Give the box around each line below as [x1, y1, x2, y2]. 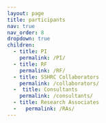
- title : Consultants [13, 86, 78, 93]
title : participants [7, 16, 66, 23]
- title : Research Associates [13, 99, 99, 106]
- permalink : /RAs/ [13, 105, 75, 112]
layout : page [7, 10, 44, 17]
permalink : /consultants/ [19, 93, 94, 100]
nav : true [7, 23, 36, 29]
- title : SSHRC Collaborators [13, 73, 99, 81]
